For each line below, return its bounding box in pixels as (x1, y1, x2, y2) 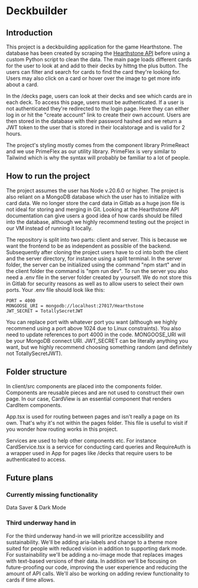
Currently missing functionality (6, 490, 98, 499)
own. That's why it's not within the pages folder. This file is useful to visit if (6, 419, 188, 426)
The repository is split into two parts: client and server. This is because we (6, 236, 187, 243)
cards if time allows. (6, 576, 55, 583)
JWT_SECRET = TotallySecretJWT (6, 308, 83, 314)
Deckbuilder (6, 4, 68, 18)
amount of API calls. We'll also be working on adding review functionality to (6, 570, 190, 577)
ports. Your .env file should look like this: (6, 286, 105, 293)
